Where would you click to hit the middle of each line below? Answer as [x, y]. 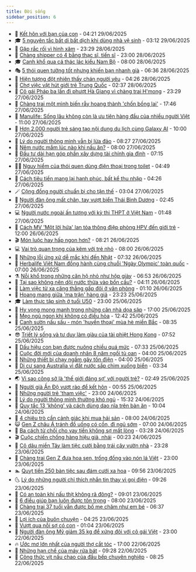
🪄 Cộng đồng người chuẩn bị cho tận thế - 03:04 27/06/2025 [89, 191]
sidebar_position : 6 [31, 17]
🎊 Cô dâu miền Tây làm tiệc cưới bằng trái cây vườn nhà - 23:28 [91, 445]
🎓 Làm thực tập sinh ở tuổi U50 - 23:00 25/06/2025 [78, 301]
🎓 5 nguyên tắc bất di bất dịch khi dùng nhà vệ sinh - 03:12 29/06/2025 [102, 40]
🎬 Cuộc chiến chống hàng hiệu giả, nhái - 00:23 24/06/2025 [88, 437]
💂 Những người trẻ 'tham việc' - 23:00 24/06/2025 [75, 393]
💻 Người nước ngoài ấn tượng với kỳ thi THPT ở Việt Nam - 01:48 [93, 212]
